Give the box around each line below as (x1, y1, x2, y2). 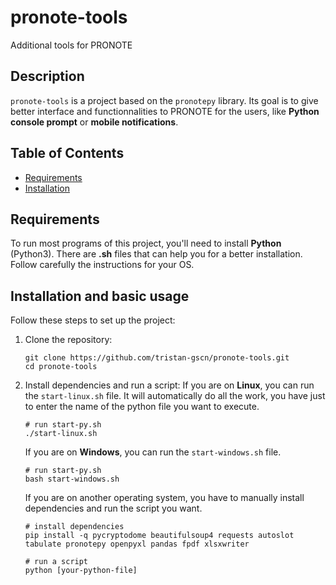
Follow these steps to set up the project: (10, 314, 176, 326)
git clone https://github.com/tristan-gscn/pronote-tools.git (24, 353, 290, 363)
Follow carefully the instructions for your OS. (10, 259, 195, 271)
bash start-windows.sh (24, 474, 120, 485)
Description (10, 68, 85, 85)
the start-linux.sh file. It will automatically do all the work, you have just (24, 390, 326, 402)
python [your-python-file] (24, 566, 138, 576)
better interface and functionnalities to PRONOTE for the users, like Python (10, 105, 320, 117)
